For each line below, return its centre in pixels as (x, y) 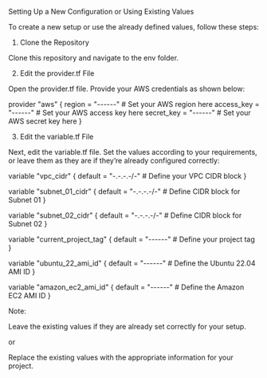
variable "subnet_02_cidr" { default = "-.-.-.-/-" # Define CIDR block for (125, 215)
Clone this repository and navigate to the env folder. (94, 58)
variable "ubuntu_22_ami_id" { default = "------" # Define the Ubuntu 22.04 (132, 263)
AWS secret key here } (45, 121)
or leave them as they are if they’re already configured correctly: (114, 160)
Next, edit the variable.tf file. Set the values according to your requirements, (133, 152)
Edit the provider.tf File (57, 73)
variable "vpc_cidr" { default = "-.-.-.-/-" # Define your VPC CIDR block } (128, 176)
